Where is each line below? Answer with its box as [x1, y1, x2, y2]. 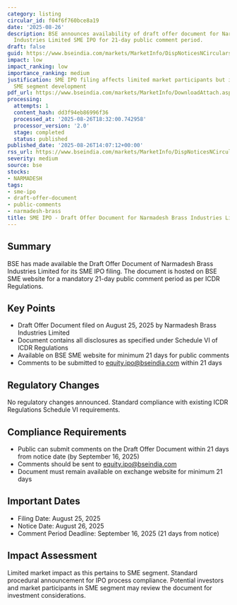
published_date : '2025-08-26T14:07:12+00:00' [7, 142, 143, 149]
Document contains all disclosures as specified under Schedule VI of [17, 336, 218, 345]
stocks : [7, 168, 30, 175]
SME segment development [13, 83, 87, 90]
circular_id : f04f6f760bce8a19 [7, 17, 99, 24]
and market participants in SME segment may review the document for [7, 583, 213, 592]
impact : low [7, 57, 42, 64]
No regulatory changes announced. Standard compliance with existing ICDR [7, 398, 229, 407]
